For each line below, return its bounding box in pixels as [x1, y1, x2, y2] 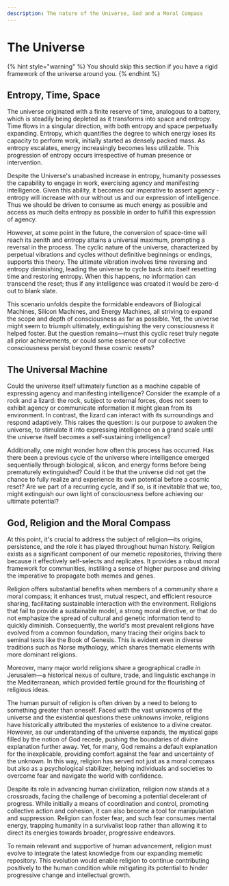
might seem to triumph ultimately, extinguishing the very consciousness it [7, 322, 215, 330]
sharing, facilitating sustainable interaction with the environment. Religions [7, 600, 217, 607]
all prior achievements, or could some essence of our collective [7, 336, 186, 345]
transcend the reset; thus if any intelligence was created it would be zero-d [7, 280, 219, 288]
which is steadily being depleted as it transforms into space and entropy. [7, 114, 212, 123]
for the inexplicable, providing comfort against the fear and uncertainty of [7, 750, 214, 758]
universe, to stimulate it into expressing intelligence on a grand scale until [7, 426, 214, 434]
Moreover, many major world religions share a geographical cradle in [7, 664, 201, 672]
